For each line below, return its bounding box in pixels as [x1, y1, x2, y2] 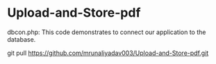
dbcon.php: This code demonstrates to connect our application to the [7, 28, 206, 36]
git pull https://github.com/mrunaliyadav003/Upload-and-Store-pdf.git [7, 49, 209, 57]
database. [7, 35, 36, 43]
